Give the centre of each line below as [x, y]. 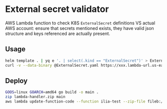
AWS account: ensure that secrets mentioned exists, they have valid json [80, 28]
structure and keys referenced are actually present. [58, 33]
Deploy [16, 81]
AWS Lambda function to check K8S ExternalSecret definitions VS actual [80, 23]
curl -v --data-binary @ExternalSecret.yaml [52, 65]
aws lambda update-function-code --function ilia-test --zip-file [75, 102]
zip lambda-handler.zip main [35, 97]
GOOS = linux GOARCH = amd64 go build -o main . [52, 92]
